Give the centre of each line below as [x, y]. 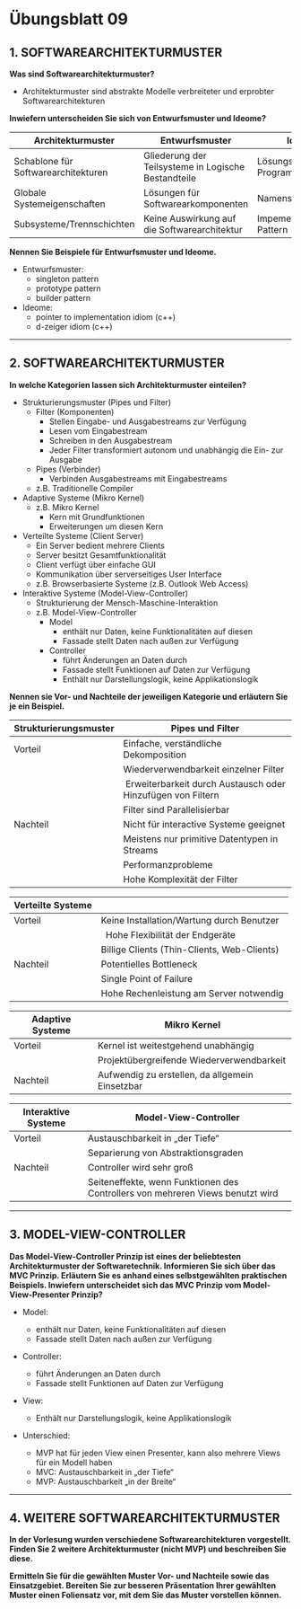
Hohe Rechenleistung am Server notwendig [192, 993]
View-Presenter [39, 1295]
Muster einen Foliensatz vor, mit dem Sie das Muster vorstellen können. [146, 1596]
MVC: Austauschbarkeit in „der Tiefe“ [105, 1472]
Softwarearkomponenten [196, 204]
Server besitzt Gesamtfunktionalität [101, 555]
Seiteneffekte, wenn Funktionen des [163, 1181]
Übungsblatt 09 [69, 19]
